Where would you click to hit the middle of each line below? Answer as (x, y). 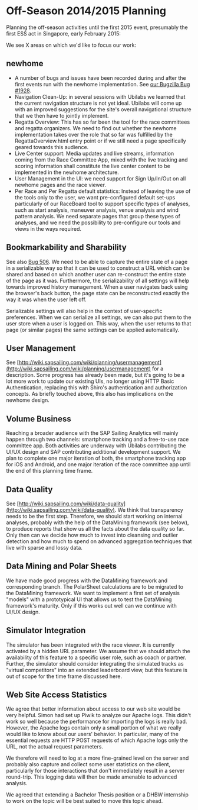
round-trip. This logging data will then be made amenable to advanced (92, 777)
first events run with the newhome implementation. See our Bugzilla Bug (102, 84)
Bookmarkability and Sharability (66, 248)
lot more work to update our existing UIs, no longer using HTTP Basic (90, 381)
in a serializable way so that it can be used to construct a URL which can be (98, 268)
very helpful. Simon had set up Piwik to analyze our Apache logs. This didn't (99, 715)
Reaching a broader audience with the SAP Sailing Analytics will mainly (92, 433)
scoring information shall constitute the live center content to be (93, 166)
